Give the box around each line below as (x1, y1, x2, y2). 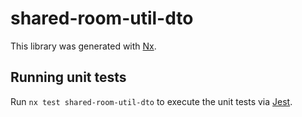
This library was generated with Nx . (10, 40, 157, 52)
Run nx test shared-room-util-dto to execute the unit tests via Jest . (10, 95, 293, 107)
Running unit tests (10, 69, 127, 86)
